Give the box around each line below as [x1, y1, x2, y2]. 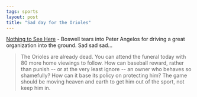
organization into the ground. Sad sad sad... [6, 42, 113, 49]
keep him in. [20, 85, 51, 92]
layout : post [6, 14, 38, 20]
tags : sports [6, 8, 38, 15]
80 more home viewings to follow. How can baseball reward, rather [20, 59, 185, 66]
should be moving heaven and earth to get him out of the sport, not [20, 78, 185, 85]
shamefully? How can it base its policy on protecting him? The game [20, 72, 188, 79]
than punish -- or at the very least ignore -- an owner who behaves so [20, 66, 192, 73]
